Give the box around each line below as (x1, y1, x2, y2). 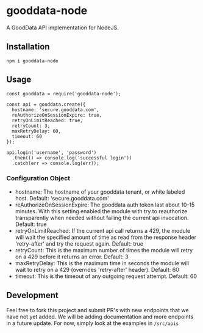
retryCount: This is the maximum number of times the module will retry (15, 246, 193, 254)
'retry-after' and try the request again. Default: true (15, 240, 143, 247)
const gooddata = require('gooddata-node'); (6, 90, 121, 97)
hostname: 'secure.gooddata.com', (12, 106, 99, 113)
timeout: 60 (12, 133, 43, 139)
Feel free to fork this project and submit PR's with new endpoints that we (6, 306, 189, 313)
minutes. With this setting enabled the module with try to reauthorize (15, 207, 188, 214)
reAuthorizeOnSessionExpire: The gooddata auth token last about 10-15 (15, 201, 195, 208)
